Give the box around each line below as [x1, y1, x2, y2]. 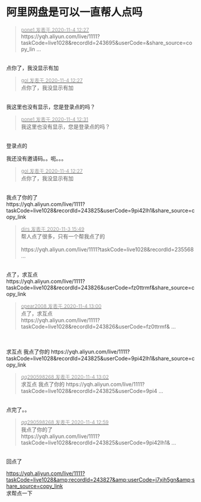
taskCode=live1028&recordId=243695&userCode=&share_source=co [20, 39, 193, 46]
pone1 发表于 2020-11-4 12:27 [20, 26, 90, 33]
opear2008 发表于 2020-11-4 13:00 [20, 303, 102, 309]
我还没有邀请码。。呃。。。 [6, 155, 67, 162]
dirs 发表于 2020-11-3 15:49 [20, 225, 85, 232]
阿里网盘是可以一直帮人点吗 [6, 5, 143, 19]
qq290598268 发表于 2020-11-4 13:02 [20, 373, 109, 380]
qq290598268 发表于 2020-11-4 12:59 [20, 419, 109, 425]
